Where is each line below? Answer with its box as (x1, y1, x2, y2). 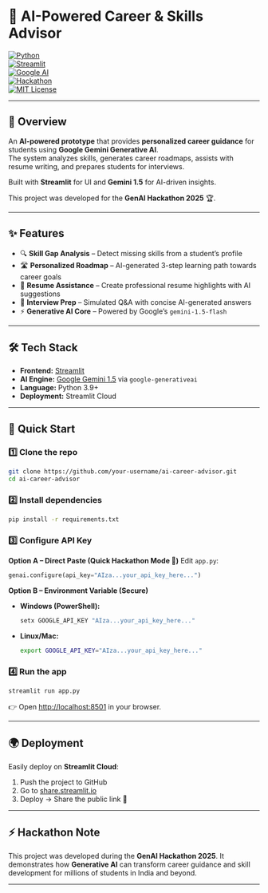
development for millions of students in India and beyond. (8, 867, 197, 877)
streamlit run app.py (8, 687, 81, 695)
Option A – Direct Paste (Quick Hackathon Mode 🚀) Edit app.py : (8, 556, 219, 566)
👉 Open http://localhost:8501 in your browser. (8, 702, 162, 712)
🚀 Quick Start (8, 422, 76, 436)
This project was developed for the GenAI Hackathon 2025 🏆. (8, 193, 216, 203)
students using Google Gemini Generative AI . (8, 144, 159, 154)
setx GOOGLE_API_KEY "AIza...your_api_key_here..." (19, 617, 195, 625)
